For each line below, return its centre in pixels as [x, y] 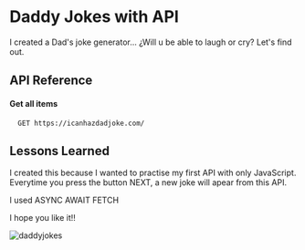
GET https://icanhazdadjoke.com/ [81, 123]
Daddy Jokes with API [95, 17]
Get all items [34, 103]
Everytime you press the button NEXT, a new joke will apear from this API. [148, 182]
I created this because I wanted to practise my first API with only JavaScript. [153, 173]
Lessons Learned [59, 151]
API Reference [51, 81]
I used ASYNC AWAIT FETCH [64, 200]
